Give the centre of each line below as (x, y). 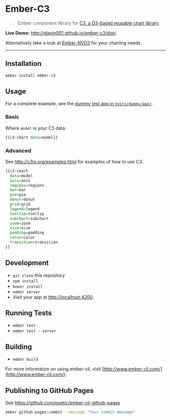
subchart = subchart (30, 218)
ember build (25, 360)
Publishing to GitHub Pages (50, 391)
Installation (23, 64)
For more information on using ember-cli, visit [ (55, 369)
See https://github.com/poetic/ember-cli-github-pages (63, 403)
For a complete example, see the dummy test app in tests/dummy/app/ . (79, 104)
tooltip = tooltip (27, 214)
